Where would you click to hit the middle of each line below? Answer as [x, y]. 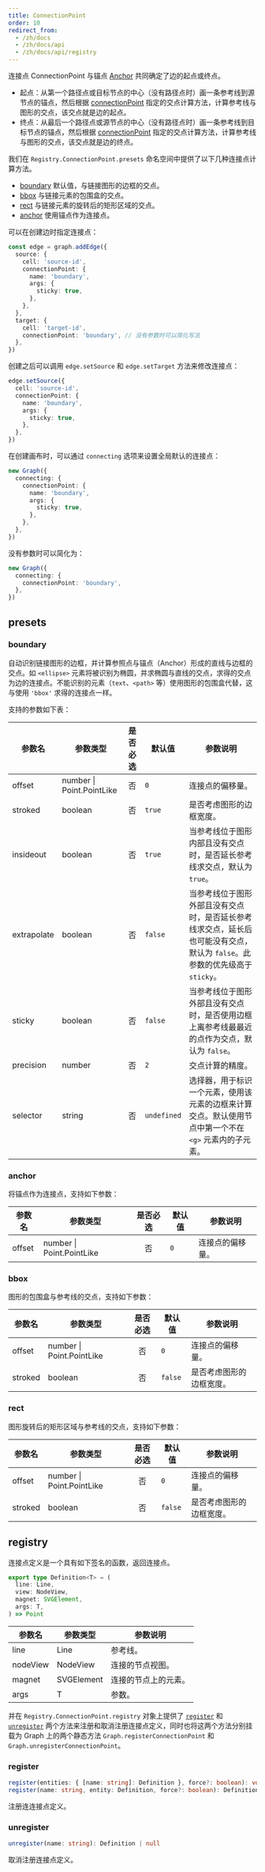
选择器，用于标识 [220, 1080]
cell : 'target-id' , [54, 328]
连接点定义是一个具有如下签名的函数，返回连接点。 [91, 1562]
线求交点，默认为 [220, 867]
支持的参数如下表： [39, 709]
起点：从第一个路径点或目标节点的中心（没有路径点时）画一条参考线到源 [137, 93]
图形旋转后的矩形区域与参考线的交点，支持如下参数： [95, 1426]
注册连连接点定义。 [39, 1806]
